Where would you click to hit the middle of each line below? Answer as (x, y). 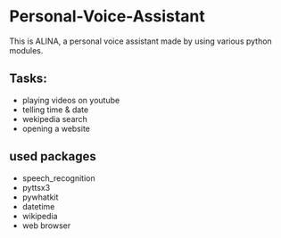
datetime (38, 206)
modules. (26, 50)
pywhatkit (40, 197)
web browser (46, 226)
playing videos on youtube (71, 100)
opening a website (56, 128)
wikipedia (40, 216)
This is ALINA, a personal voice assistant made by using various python (140, 41)
